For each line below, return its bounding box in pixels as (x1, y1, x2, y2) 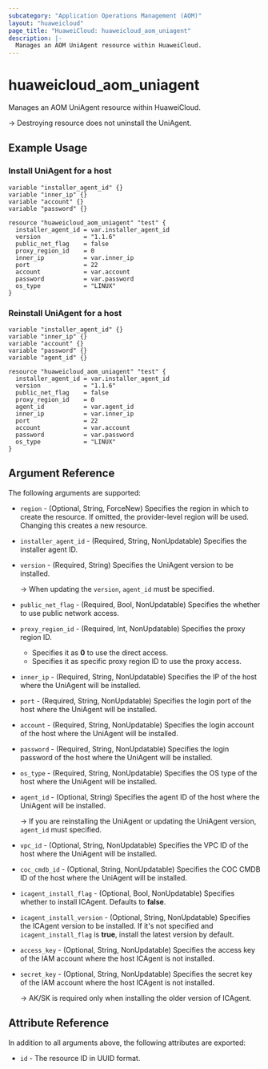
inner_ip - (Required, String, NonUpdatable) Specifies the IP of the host (19, 671, 258, 682)
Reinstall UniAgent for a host (8, 307, 122, 318)
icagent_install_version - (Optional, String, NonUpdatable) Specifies (19, 912, 250, 922)
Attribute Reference (8, 1016, 110, 1031)
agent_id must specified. (19, 824, 102, 834)
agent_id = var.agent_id (15, 403, 134, 411)
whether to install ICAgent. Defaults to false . (19, 897, 166, 906)
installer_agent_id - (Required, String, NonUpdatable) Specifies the (19, 536, 247, 545)
